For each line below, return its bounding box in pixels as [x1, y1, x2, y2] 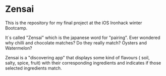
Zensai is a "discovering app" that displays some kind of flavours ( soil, [5, 54, 150, 60]
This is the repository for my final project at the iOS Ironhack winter [5, 20, 142, 26]
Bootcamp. [5, 25, 28, 31]
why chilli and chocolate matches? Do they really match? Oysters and [5, 39, 147, 45]
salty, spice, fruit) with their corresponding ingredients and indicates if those [5, 60, 162, 66]
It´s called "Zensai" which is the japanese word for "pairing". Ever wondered [5, 35, 161, 40]
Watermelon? [5, 45, 32, 51]
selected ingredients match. [5, 65, 62, 71]
